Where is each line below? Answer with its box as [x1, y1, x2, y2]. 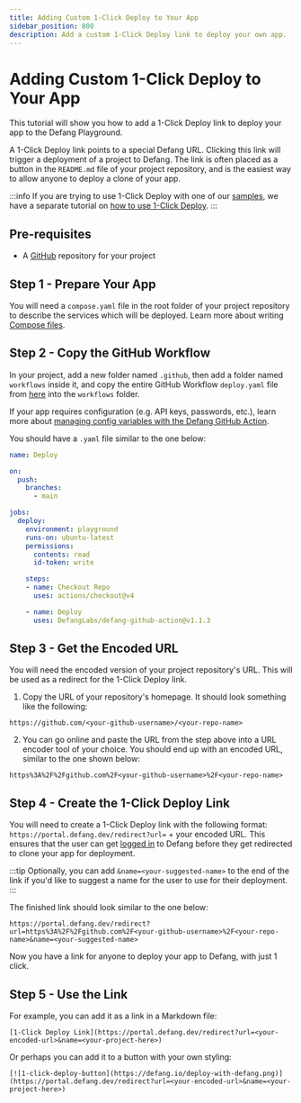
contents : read [32, 550, 91, 559]
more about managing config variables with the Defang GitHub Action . [9, 415, 270, 426]
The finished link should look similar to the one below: [9, 902, 208, 913]
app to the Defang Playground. [9, 127, 123, 138]
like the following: [22, 701, 88, 712]
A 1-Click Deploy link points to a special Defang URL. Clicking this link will [9, 145, 281, 156]
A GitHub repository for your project [22, 250, 156, 261]
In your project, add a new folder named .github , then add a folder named [9, 369, 284, 380]
